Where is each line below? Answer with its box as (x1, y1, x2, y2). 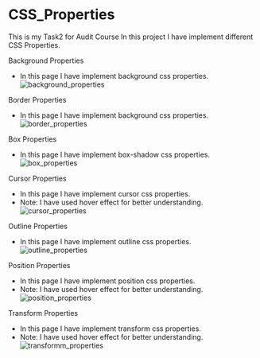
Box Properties (8, 134, 57, 144)
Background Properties (8, 56, 84, 65)
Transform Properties (8, 308, 79, 317)
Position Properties (8, 260, 71, 270)
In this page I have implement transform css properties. (19, 324, 201, 333)
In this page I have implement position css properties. (19, 276, 196, 286)
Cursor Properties (8, 173, 67, 183)
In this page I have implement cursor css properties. (19, 189, 191, 198)
